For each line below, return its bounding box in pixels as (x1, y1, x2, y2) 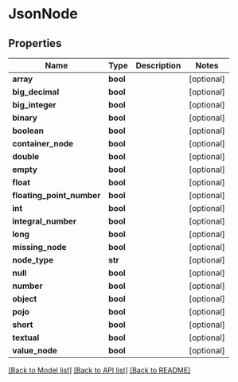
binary (12, 112, 38, 123)
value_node (12, 345, 58, 356)
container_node (12, 138, 74, 149)
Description (135, 60, 181, 71)
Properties (8, 37, 62, 50)
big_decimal (12, 87, 60, 97)
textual (12, 332, 40, 343)
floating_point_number (12, 190, 101, 201)
